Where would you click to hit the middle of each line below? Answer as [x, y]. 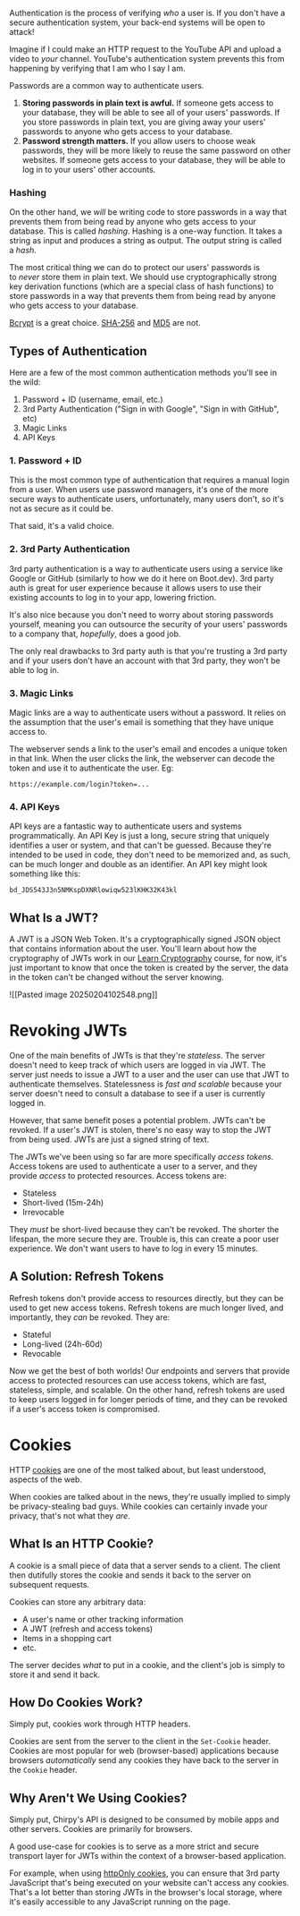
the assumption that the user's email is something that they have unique [142, 722]
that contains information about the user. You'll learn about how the [133, 949]
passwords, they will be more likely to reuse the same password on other [156, 150]
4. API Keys [35, 806]
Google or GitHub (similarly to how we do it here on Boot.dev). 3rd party [142, 578]
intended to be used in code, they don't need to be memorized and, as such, [150, 855]
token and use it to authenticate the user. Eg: [92, 768]
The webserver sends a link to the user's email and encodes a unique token [148, 749]
